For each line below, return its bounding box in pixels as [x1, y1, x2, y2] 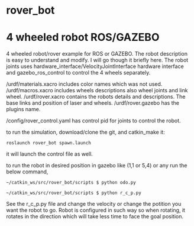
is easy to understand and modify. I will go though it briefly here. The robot [6, 57, 189, 64]
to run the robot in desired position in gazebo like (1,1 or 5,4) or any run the [6, 162, 187, 169]
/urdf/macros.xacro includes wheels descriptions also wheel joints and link [6, 87, 188, 94]
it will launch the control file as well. [6, 150, 93, 157]
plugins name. [6, 106, 41, 113]
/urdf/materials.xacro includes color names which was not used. [6, 80, 163, 88]
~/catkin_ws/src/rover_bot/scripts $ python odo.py [6, 180, 136, 186]
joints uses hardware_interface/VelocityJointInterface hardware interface [6, 63, 185, 70]
